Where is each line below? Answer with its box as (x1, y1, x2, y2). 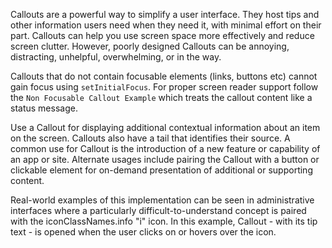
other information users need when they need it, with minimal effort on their (10, 19, 322, 31)
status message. (10, 102, 78, 114)
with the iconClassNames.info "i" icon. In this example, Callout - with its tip (10, 215, 318, 227)
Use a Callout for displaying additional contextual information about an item (10, 122, 321, 133)
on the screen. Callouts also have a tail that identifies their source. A (10, 132, 291, 144)
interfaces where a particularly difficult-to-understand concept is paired (10, 205, 307, 216)
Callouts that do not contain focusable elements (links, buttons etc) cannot (10, 70, 318, 82)
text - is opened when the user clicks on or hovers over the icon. (10, 226, 277, 238)
